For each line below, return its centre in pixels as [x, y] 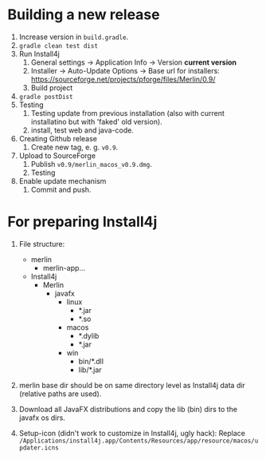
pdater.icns [39, 448]
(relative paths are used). [60, 394]
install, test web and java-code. [82, 130]
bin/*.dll [91, 361]
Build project [52, 87]
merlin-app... [64, 268]
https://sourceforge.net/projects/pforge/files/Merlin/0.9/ [123, 79]
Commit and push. [61, 189]
